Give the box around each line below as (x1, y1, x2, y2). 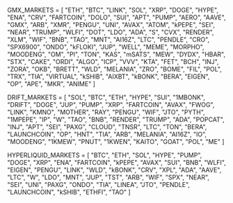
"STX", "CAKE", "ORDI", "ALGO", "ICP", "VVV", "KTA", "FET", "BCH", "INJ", (7, 58, 219, 65)
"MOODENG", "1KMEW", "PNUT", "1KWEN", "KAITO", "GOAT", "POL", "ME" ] (7, 138, 225, 145)
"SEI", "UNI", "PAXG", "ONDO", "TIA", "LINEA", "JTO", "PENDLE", (7, 181, 190, 188)
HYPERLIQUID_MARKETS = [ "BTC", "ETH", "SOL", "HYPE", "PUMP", (7, 151, 202, 159)
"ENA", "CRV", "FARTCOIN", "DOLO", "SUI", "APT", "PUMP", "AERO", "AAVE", (7, 13, 226, 22)
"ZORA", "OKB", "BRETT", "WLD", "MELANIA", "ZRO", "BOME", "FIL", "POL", (7, 65, 223, 73)
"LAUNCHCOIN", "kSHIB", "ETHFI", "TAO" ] (7, 188, 131, 196)
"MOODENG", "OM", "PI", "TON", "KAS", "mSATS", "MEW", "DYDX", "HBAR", (7, 50, 226, 58)
